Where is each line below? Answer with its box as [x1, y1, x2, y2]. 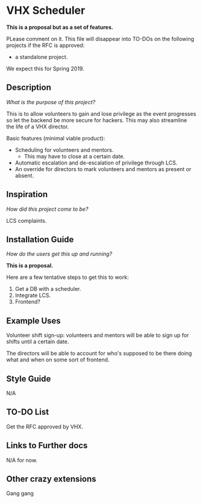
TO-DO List [6, 407, 49, 417]
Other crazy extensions [6, 474, 96, 484]
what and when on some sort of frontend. [6, 356, 110, 363]
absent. [14, 172, 34, 179]
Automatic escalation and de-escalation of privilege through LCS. [14, 159, 178, 166]
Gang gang [6, 490, 34, 497]
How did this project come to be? [6, 205, 89, 213]
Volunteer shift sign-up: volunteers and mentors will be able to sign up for [6, 332, 189, 339]
